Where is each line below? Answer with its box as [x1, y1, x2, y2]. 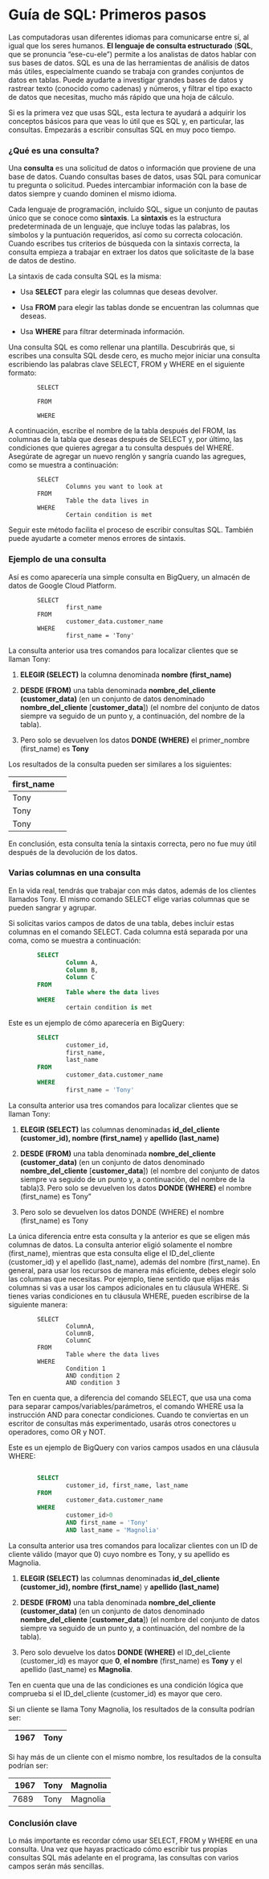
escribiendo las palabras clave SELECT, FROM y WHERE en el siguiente [8, 360, 245, 370]
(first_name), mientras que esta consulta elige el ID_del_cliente [8, 1248, 215, 1257]
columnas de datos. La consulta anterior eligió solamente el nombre [8, 1240, 233, 1249]
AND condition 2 [65, 1371, 120, 1380]
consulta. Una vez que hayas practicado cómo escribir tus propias [8, 1844, 228, 1854]
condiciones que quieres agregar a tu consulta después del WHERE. [8, 443, 234, 452]
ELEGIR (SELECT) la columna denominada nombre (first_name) [19, 670, 232, 679]
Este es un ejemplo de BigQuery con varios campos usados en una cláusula [8, 1443, 259, 1452]
